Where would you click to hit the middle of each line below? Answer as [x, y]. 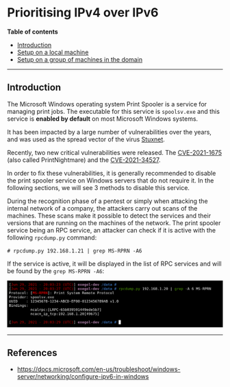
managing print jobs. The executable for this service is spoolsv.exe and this [114, 111]
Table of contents [33, 32]
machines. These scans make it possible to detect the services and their [109, 215]
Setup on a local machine [53, 52]
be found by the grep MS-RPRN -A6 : [56, 271]
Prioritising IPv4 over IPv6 [83, 13]
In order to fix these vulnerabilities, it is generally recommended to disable [112, 173]
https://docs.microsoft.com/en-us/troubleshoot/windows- [99, 369]
